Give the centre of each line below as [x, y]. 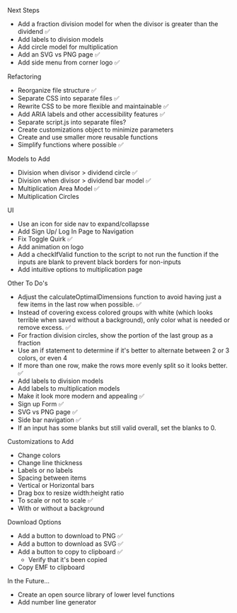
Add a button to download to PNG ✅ [70, 536]
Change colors [39, 455]
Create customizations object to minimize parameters [96, 130]
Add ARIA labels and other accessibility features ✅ [91, 114]
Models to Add [29, 159]
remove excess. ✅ [44, 327]
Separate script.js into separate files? [72, 122]
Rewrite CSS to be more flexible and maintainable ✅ [93, 106]
